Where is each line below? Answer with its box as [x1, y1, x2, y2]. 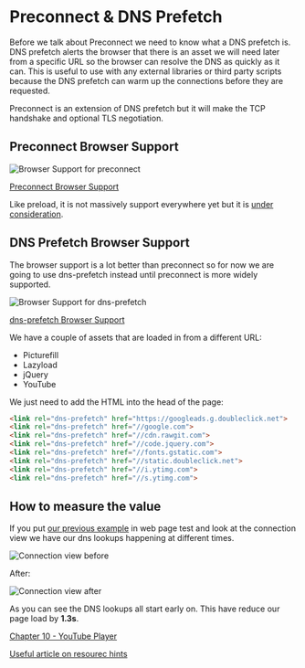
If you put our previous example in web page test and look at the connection [9, 523, 297, 534]
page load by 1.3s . [9, 613, 79, 624]
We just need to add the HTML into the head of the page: [9, 396, 224, 408]
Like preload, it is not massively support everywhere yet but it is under [9, 198, 274, 209]
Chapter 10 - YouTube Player [9, 631, 117, 641]
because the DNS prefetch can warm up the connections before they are [9, 75, 284, 86]
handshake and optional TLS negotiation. [9, 112, 164, 123]
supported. [9, 279, 51, 290]
